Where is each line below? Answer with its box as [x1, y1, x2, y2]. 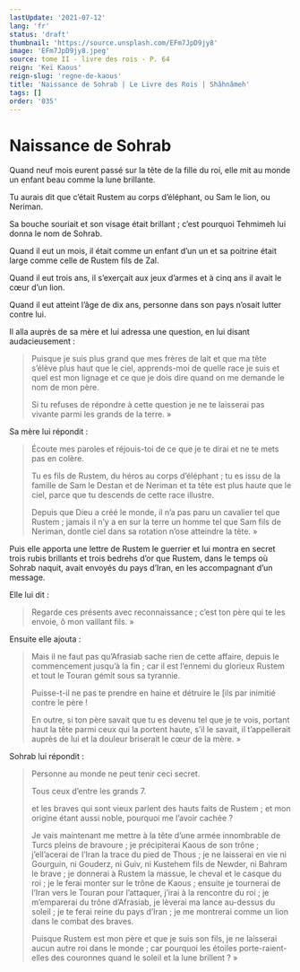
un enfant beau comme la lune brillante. [9, 174, 156, 185]
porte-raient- [238, 943, 287, 954]
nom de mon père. [30, 382, 100, 393]
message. [9, 572, 46, 583]
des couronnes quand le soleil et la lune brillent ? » [50, 952, 238, 963]
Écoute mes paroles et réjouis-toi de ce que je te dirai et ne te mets [30, 443, 279, 454]
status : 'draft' [9, 30, 70, 39]
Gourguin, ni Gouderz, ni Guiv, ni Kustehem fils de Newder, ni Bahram [30, 859, 288, 870]
